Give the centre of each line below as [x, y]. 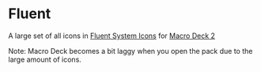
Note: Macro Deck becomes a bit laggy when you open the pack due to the [130, 51]
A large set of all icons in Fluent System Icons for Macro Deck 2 [112, 36]
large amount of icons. [45, 59]
